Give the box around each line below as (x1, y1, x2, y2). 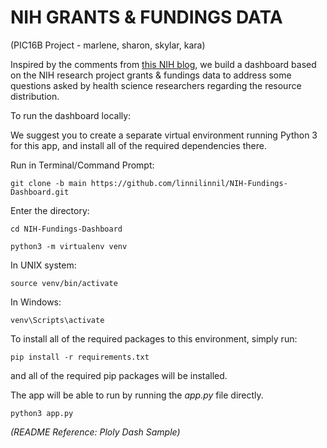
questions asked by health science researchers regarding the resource (10, 79, 302, 91)
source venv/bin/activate (10, 278, 118, 288)
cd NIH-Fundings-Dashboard (10, 224, 123, 234)
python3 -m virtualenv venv (10, 241, 128, 251)
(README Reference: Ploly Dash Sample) (10, 426, 181, 438)
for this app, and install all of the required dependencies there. (10, 139, 267, 151)
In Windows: (10, 296, 62, 308)
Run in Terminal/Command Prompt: (10, 159, 155, 171)
